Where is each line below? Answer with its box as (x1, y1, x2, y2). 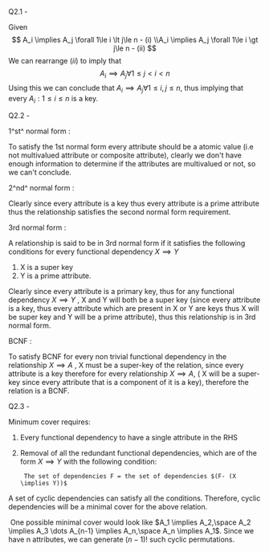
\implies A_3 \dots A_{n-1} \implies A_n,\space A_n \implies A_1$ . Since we (8, 526, 255, 536)
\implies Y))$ (19, 480, 67, 488)
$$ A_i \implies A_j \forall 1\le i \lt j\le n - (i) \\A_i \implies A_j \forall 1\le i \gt (11, 35, 259, 44)
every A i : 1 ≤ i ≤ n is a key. (8, 93, 99, 105)
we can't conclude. (8, 168, 72, 178)
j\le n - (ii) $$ (113, 43, 157, 53)
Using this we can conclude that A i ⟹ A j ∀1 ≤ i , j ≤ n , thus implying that (8, 83, 243, 95)
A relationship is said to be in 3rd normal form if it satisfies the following (8, 239, 246, 248)
